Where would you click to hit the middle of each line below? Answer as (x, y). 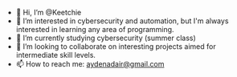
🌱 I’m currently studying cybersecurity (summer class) (106, 38)
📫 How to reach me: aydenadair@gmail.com (90, 64)
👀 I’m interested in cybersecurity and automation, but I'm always (122, 21)
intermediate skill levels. (56, 55)
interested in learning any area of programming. (95, 29)
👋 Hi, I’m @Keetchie (49, 12)
